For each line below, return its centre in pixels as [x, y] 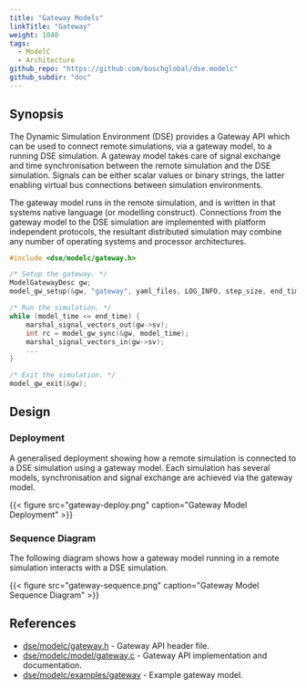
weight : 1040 [34, 35]
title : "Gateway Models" [56, 18]
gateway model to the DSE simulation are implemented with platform [138, 222]
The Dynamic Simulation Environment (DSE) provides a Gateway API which [150, 136]
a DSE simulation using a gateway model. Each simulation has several [140, 467]
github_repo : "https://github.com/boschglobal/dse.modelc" [124, 69]
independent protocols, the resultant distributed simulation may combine [146, 231]
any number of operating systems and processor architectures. [128, 241]
